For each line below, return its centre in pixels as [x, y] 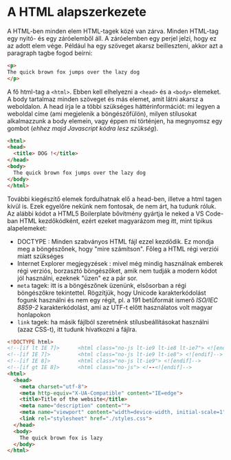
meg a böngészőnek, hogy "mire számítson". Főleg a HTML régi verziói [118, 249]
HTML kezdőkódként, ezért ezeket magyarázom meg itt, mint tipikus [116, 220]
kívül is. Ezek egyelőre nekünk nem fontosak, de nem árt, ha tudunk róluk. [112, 206]
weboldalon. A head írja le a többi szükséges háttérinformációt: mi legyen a [114, 106]
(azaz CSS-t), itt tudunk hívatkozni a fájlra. [77, 329]
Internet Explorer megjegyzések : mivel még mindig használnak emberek [120, 263]
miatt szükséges [40, 256]
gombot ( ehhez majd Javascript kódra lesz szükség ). [83, 128]
